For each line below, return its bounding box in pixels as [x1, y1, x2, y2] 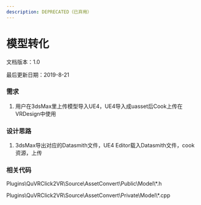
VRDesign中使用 [15, 110, 57, 117]
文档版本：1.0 [6, 58, 41, 66]
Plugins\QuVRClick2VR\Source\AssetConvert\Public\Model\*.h [6, 180, 162, 187]
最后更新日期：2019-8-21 [6, 71, 70, 78]
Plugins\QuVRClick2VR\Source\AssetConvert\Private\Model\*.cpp [6, 192, 171, 199]
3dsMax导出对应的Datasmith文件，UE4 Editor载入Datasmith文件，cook [15, 142, 195, 149]
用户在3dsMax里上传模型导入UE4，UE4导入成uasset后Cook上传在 [15, 102, 183, 110]
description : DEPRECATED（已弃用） [6, 8, 93, 15]
